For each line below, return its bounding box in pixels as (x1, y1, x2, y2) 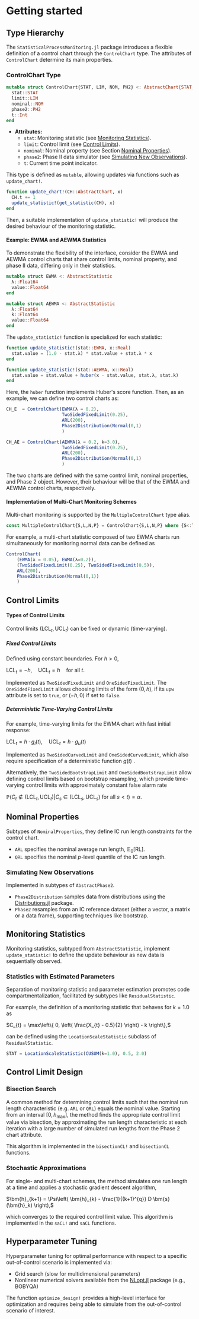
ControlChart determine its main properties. (6, 56, 113, 63)
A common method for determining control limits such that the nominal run (6, 1098, 188, 1105)
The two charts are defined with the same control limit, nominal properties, (6, 472, 188, 479)
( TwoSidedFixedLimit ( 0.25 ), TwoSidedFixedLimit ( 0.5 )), (17, 562, 155, 568)
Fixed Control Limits (6, 640, 57, 647)
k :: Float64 (11, 312, 38, 318)
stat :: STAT (11, 90, 38, 96)
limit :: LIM (11, 96, 38, 101)
